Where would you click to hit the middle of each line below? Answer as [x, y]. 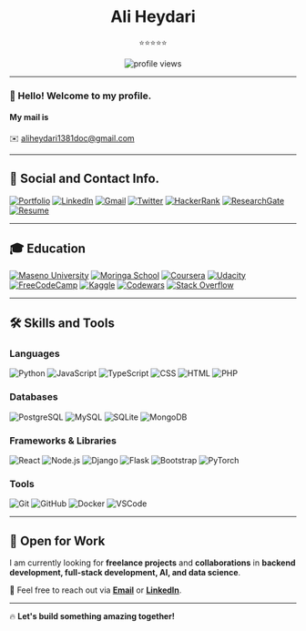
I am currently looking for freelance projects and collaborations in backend [153, 563]
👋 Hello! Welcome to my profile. [81, 96]
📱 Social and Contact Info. [85, 179]
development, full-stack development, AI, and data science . [125, 573]
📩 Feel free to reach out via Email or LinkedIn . [96, 590]
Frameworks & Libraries [63, 441]
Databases [34, 397]
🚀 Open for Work [57, 540]
